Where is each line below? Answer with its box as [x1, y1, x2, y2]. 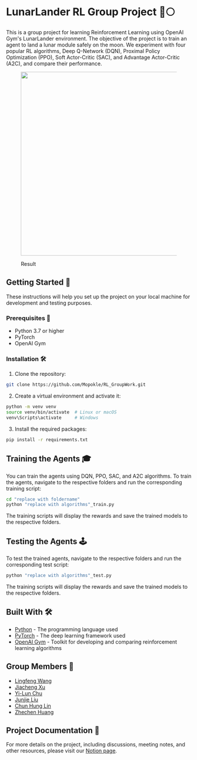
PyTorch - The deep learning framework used [14, 632, 126, 639]
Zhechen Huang [14, 708, 54, 715]
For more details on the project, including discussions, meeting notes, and [6, 741, 185, 748]
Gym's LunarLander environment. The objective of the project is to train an [6, 35, 187, 42]
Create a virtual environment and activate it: [14, 392, 121, 399]
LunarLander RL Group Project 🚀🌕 [6, 5, 175, 19]
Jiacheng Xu [14, 684, 46, 691]
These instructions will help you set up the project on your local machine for [6, 293, 190, 300]
